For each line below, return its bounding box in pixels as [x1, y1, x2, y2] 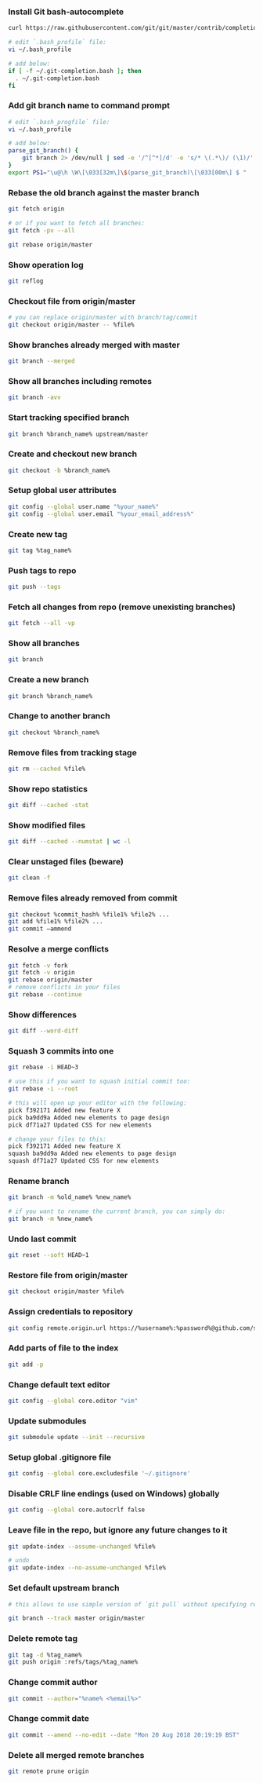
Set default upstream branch [8, 1583, 120, 1594]
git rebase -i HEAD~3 [8, 1063, 79, 1072]
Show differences [8, 1009, 77, 1020]
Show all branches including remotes [8, 375, 153, 386]
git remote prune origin [8, 1767, 89, 1775]
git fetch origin [8, 205, 65, 214]
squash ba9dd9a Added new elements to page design [8, 1149, 177, 1158]
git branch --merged [8, 357, 76, 365]
